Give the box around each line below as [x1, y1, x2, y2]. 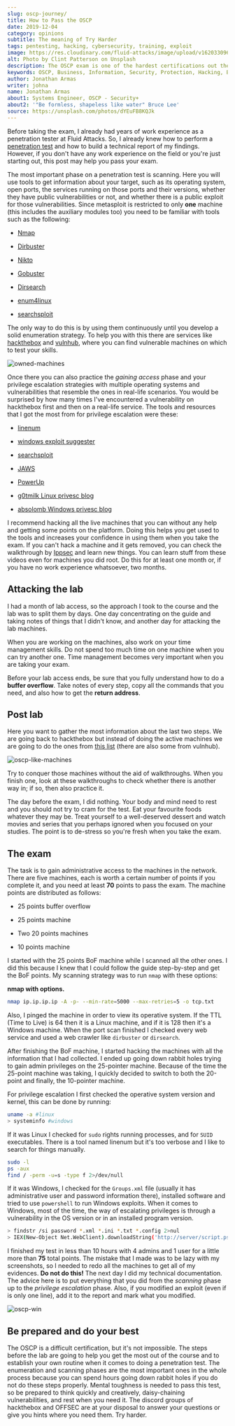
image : [7, 50, 27, 57]
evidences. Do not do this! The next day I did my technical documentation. [7, 1269, 222, 1278]
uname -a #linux [7, 1111, 55, 1118]
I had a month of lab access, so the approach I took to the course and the [7, 602, 219, 610]
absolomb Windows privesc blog [17, 504, 112, 513]
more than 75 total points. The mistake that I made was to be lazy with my [7, 1254, 220, 1263]
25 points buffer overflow [17, 902, 91, 910]
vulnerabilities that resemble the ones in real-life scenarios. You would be [7, 388, 219, 396]
